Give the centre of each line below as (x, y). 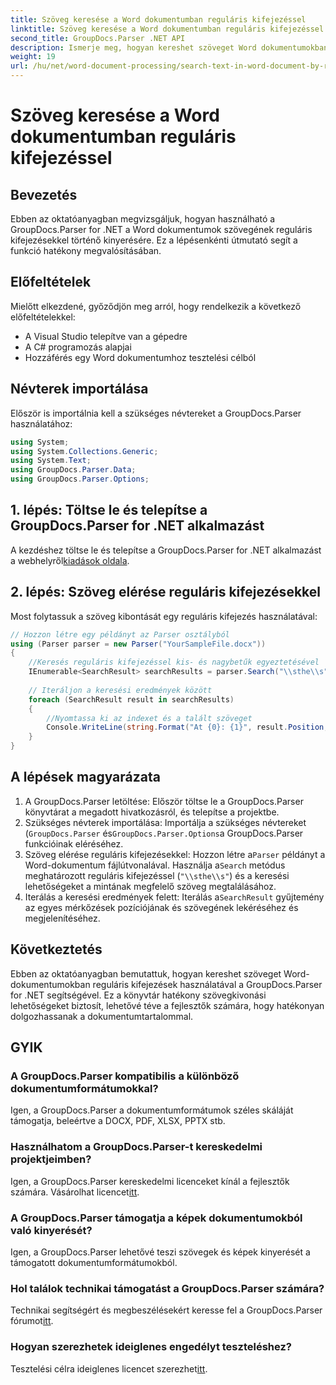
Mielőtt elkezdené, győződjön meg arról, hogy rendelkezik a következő (156, 306)
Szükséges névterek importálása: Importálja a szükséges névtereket (165, 822)
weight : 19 (33, 57)
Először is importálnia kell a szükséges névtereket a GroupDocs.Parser (156, 413)
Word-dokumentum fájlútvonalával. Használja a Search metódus (155, 865)
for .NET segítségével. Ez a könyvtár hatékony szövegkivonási (138, 995)
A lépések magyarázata (85, 777)
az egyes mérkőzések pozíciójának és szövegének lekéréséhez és (161, 907)
